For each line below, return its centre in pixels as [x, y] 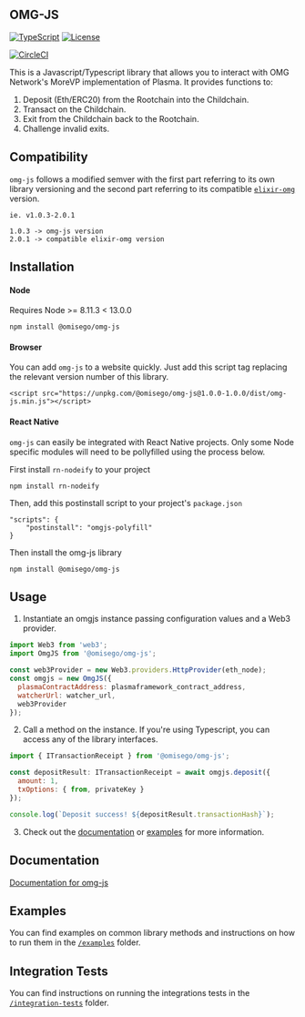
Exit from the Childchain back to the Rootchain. [111, 118]
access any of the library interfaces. [90, 739]
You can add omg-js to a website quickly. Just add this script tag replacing [148, 367]
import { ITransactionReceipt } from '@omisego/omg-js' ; [120, 756]
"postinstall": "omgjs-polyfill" [89, 527]
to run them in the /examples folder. [75, 942]
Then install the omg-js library [66, 552]
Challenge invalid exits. [66, 128]
